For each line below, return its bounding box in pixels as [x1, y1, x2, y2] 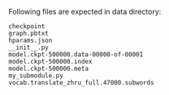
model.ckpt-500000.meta [8, 64, 89, 72]
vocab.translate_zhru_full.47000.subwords [8, 79, 154, 87]
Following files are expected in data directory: [8, 7, 162, 16]
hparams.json [8, 36, 53, 44]
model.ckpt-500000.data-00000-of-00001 [8, 51, 144, 59]
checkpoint [8, 23, 45, 31]
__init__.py [8, 43, 49, 52]
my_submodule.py [8, 72, 63, 80]
